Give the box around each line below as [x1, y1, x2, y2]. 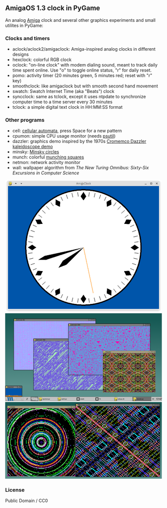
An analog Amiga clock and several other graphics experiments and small [5, 17, 156, 23]
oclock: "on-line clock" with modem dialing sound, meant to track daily [12, 62, 158, 68]
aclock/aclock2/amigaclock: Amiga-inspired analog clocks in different [12, 46, 156, 52]
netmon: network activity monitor [12, 159, 81, 165]
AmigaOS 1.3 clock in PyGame [5, 4, 100, 12]
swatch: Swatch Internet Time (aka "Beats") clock [12, 88, 115, 94]
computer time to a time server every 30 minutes [12, 99, 113, 105]
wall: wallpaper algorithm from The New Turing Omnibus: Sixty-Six [12, 165, 149, 171]
